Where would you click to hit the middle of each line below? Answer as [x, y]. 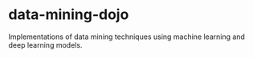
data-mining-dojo [69, 15]
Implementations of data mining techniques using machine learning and [126, 37]
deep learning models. [45, 44]
